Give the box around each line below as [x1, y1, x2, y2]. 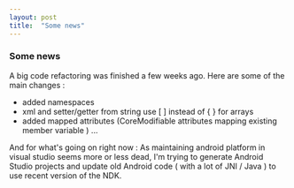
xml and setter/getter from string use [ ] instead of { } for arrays [21, 106, 254, 117]
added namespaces [21, 96, 95, 107]
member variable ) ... [21, 124, 98, 135]
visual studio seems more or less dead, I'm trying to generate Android [9, 151, 264, 162]
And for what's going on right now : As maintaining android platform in [9, 142, 266, 153]
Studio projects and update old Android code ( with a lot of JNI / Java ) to [9, 161, 276, 171]
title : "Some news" [9, 21, 86, 30]
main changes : [9, 79, 66, 90]
